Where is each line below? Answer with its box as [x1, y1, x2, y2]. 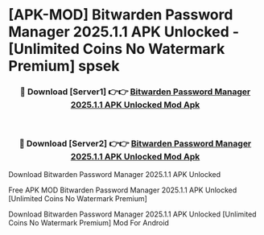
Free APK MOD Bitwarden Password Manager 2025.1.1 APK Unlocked [8, 185, 237, 195]
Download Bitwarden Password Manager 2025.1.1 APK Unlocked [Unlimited [8, 209, 257, 219]
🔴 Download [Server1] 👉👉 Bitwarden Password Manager [19, 86, 251, 97]
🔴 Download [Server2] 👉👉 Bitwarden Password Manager [19, 138, 252, 150]
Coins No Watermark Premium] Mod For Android [8, 217, 169, 227]
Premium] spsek [8, 57, 120, 76]
